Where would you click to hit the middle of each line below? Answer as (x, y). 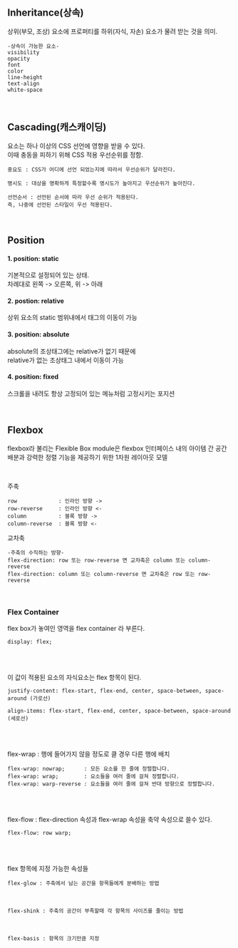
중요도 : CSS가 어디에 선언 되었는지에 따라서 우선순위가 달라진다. (92, 170)
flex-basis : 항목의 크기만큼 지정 (53, 938)
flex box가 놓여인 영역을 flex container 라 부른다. (76, 628)
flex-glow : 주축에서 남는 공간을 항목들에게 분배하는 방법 (83, 883)
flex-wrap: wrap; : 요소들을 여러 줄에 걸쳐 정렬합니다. (94, 776)
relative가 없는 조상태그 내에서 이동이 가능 (66, 360)
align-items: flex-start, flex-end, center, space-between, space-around (119, 711)
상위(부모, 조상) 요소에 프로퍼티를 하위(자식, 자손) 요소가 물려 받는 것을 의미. (113, 31)
